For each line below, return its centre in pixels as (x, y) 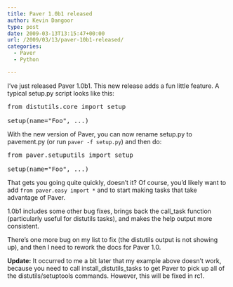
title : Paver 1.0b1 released (50, 14)
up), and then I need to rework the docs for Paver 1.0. (84, 247)
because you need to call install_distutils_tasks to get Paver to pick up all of (116, 268)
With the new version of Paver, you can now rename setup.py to (100, 134)
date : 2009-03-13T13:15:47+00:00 (56, 33)
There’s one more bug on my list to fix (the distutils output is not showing (113, 239)
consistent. (24, 226)
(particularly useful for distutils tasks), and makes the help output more (110, 218)
